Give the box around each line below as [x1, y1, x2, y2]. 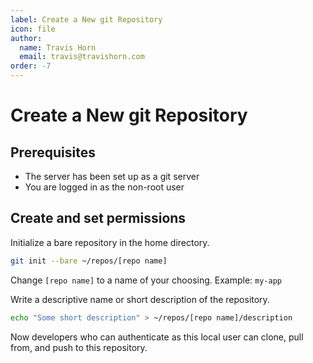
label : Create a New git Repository [10, 14, 163, 25]
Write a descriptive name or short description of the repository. [10, 293, 270, 305]
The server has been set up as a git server [24, 171, 200, 182]
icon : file [10, 24, 56, 34]
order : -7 [10, 61, 52, 71]
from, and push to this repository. [10, 341, 148, 353]
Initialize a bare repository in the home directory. [10, 236, 210, 248]
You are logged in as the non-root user [24, 181, 185, 193]
